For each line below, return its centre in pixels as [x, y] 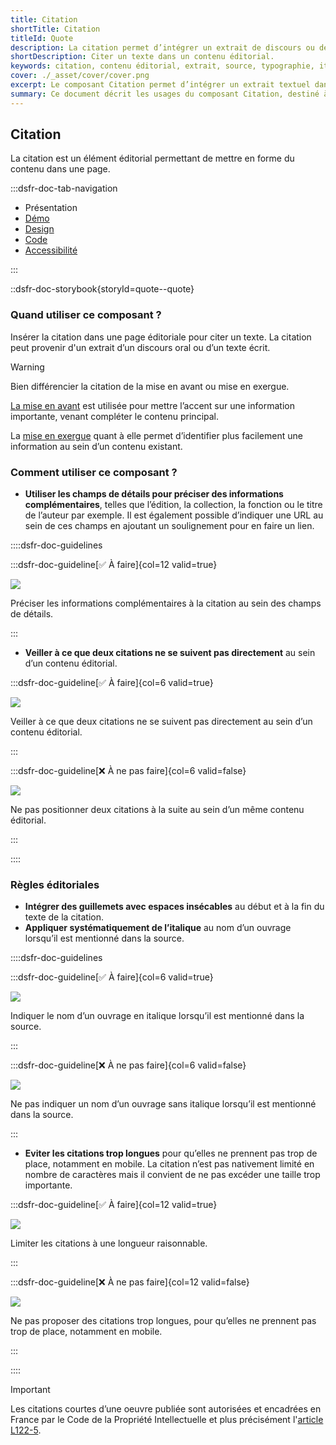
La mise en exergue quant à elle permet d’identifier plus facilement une [156, 435]
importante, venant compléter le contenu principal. [115, 416]
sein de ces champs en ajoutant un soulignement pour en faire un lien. [169, 526]
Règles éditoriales [55, 884]
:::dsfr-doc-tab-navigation [64, 188]
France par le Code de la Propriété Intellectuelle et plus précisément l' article [167, 1420]
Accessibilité [51, 250]
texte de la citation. [64, 917]
